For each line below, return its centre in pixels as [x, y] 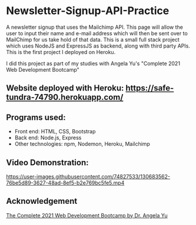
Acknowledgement [42, 201]
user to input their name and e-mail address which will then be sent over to [97, 33]
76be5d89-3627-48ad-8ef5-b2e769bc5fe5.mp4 [65, 183]
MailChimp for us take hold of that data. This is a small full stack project [93, 39]
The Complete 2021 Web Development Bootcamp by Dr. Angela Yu [87, 215]
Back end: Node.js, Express [48, 138]
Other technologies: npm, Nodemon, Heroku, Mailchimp [82, 144]
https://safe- [150, 88]
